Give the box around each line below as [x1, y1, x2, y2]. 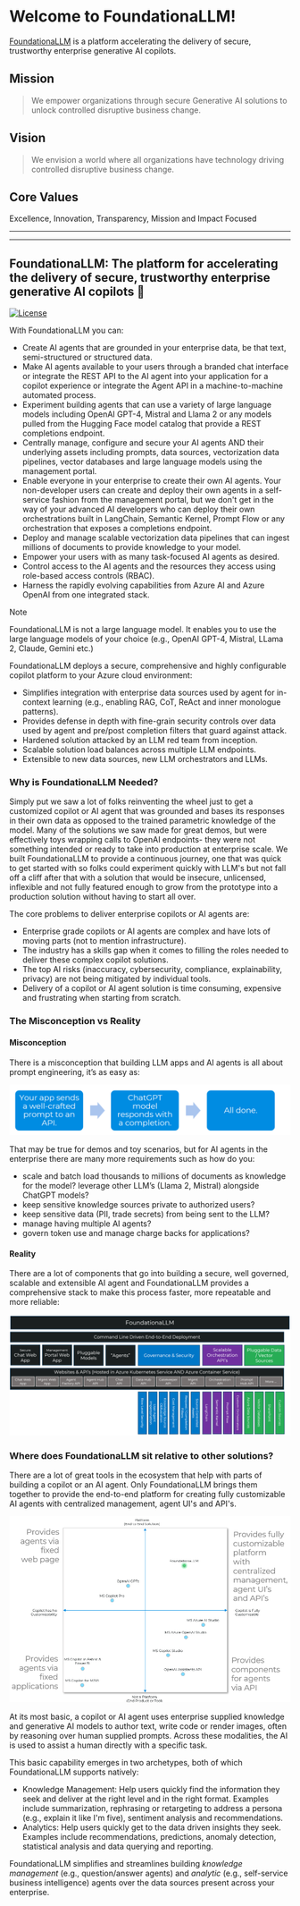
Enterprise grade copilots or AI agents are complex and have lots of [21, 926, 271, 936]
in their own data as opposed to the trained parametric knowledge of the [9, 816, 277, 826]
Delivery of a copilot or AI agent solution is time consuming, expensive [21, 983, 282, 994]
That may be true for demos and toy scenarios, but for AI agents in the [9, 1144, 269, 1155]
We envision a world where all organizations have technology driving [30, 154, 285, 165]
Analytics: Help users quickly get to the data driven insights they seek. [21, 1822, 281, 1833]
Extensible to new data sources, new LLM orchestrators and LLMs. [21, 754, 268, 765]
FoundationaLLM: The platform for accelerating [9, 256, 279, 271]
